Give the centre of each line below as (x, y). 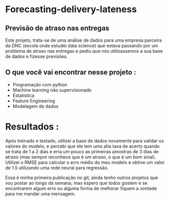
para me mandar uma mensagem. (41, 193)
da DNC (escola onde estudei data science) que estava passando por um (82, 46)
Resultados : (32, 127)
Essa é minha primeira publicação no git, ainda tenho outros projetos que (82, 177)
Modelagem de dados (36, 106)
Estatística (23, 95)
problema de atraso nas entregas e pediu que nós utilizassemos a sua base (84, 51)
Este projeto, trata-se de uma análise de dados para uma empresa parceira (84, 40)
